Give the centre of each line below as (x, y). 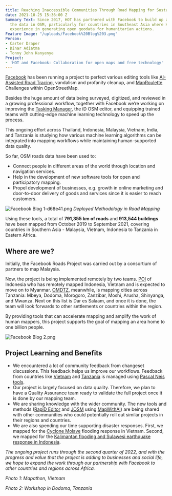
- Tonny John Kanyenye (29, 53)
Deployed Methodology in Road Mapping (117, 209)
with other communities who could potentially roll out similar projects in (88, 414)
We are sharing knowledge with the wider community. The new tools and (90, 404)
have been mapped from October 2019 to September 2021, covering (77, 224)
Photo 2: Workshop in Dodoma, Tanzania (49, 488)
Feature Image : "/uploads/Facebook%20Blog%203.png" (61, 34)
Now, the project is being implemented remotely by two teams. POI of (79, 279)
